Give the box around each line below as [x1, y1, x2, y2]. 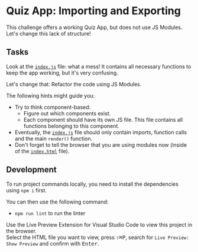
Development [6, 164, 57, 175]
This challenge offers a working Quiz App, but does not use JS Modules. [6, 24, 183, 31]
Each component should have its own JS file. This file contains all [23, 116, 183, 123]
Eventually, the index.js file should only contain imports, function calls [14, 128, 187, 135]
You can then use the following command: [6, 198, 109, 205]
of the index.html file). [14, 147, 70, 154]
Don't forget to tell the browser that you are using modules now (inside [14, 141, 187, 148]
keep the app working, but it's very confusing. [6, 69, 118, 76]
